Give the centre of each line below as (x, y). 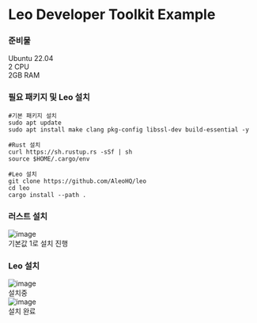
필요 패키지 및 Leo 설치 (49, 97)
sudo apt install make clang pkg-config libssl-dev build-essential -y (128, 129)
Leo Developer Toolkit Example (112, 15)
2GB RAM (24, 75)
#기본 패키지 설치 (33, 116)
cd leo (19, 188)
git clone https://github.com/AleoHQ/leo (77, 181)
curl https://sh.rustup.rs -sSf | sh (70, 152)
